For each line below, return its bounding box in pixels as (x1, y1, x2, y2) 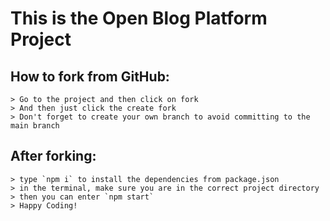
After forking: (10, 148, 97, 165)
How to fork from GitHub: (10, 68, 170, 85)
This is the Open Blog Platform (10, 7, 268, 30)
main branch (10, 121, 60, 131)
